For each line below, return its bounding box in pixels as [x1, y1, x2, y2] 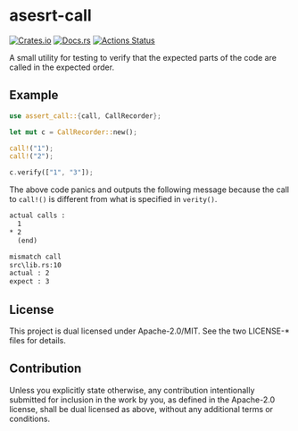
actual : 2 [9, 269, 50, 278]
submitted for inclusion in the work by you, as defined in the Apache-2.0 [9, 394, 275, 405]
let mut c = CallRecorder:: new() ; [9, 127, 138, 137]
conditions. [9, 413, 51, 424]
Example [9, 88, 59, 103]
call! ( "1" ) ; [9, 144, 54, 153]
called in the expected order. [9, 62, 114, 72]
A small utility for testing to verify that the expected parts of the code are [9, 52, 277, 63]
